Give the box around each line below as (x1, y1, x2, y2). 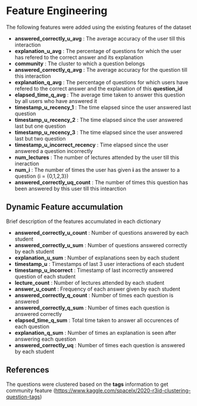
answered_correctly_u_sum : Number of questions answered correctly (14, 241, 188, 248)
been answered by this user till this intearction (14, 185, 126, 192)
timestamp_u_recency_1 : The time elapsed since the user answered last (14, 104, 191, 111)
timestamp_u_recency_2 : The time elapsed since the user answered (14, 116, 183, 123)
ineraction (14, 160, 39, 167)
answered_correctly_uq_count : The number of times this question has (14, 178, 188, 186)
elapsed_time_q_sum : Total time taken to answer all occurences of (14, 317, 179, 324)
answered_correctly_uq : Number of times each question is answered (14, 341, 185, 348)
